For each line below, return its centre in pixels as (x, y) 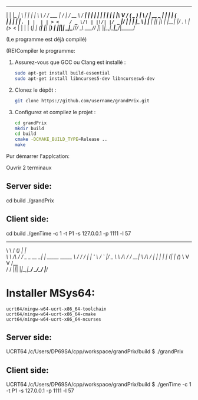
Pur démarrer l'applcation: (38, 156)
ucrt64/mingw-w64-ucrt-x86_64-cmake (51, 314)
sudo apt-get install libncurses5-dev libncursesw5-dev (85, 78)
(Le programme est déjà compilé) (47, 39)
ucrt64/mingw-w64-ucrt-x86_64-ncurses (54, 319)
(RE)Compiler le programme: (41, 51)
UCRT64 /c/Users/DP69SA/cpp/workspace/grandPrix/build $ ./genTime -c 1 (99, 385)
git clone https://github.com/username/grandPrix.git (82, 101)
